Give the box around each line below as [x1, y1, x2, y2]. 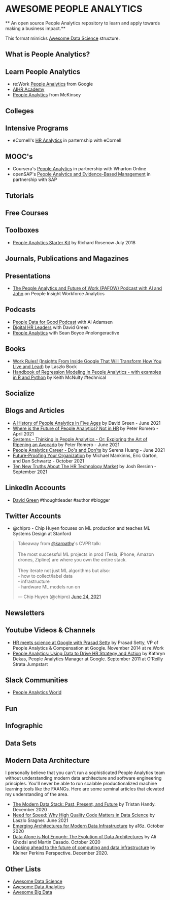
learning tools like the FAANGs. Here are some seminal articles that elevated [5, 786, 164, 792]
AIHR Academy [12, 86, 45, 92]
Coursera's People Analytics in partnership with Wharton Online [12, 166, 147, 172]
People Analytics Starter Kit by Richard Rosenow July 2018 [12, 239, 136, 245]
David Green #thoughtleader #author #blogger [12, 497, 110, 503]
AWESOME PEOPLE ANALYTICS [5, 3, 143, 15]
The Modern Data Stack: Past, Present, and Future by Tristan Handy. [12, 801, 156, 807]
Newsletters [5, 608, 45, 617]
